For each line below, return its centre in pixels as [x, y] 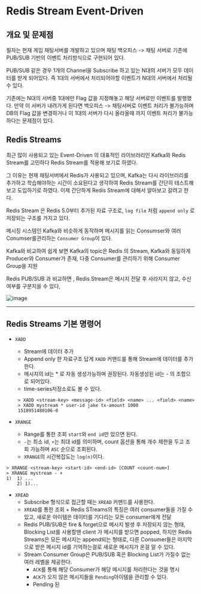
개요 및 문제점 [30, 34]
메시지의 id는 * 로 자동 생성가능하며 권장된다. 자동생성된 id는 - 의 [99, 373]
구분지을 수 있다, [41, 286]
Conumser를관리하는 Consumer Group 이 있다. [59, 238]
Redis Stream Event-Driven [75, 11]
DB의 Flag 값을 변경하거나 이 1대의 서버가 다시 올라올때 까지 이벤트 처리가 [92, 113]
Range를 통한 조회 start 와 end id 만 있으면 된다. [80, 434]
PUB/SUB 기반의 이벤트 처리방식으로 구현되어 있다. [66, 58]
